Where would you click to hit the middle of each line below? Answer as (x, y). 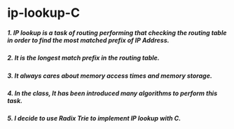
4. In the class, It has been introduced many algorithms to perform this (112, 93)
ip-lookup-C (44, 13)
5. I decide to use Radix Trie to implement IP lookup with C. (94, 118)
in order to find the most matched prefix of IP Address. (88, 40)
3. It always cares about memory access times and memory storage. (110, 76)
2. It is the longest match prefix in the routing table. (83, 58)
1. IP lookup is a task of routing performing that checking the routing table (117, 32)
